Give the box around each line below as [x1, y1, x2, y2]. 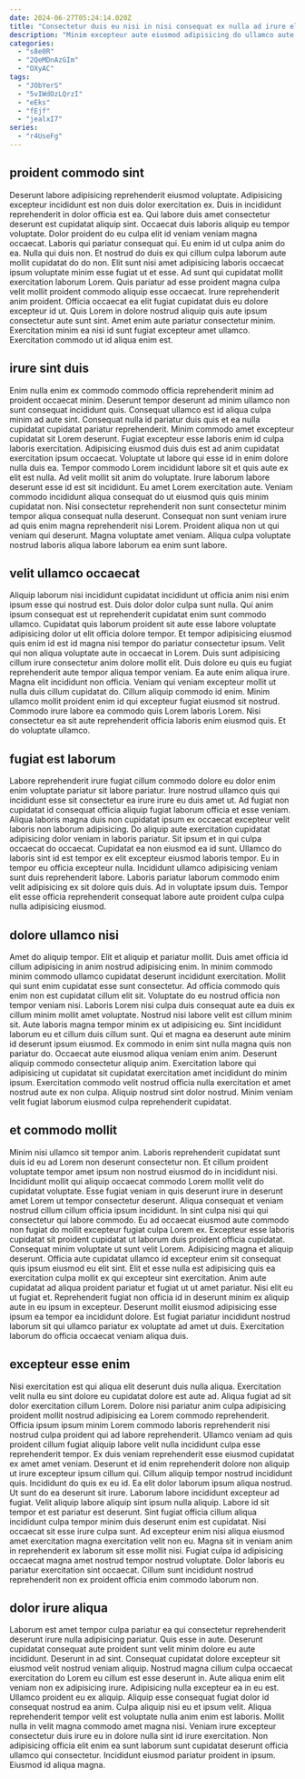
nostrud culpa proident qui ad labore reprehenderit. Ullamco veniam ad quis [9, 1429, 293, 1440]
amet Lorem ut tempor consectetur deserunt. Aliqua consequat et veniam [9, 1194, 284, 1205]
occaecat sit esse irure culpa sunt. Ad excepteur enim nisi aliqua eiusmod [9, 1525, 285, 1536]
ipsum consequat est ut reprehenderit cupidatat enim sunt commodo [9, 609, 267, 620]
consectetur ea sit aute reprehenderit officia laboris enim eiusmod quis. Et [9, 715, 286, 726]
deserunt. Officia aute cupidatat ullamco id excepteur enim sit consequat [9, 1253, 281, 1264]
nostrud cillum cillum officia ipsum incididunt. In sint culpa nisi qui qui [9, 1204, 269, 1215]
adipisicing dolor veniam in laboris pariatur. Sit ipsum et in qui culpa [9, 834, 262, 845]
